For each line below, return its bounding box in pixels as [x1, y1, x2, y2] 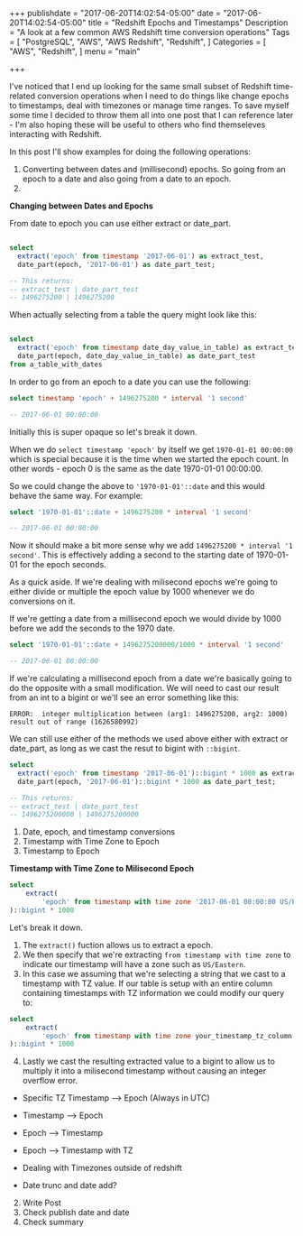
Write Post [22, 1197, 61, 1208]
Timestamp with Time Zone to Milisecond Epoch [9, 863, 195, 874]
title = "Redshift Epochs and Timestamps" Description [87, 17, 289, 28]
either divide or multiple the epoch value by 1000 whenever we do [9, 586, 255, 597]
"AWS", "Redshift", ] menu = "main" [9, 46, 142, 57]
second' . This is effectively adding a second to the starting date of [9, 549, 254, 560]
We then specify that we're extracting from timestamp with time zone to [22, 949, 291, 960]
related [9, 90, 36, 101]
